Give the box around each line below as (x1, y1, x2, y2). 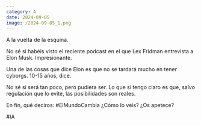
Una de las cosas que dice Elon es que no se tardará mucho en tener (6, 66, 178, 73)
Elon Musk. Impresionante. (6, 54, 72, 62)
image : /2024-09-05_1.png (6, 20, 71, 26)
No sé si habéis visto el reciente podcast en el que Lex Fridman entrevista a (6, 48, 194, 55)
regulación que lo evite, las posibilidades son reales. (6, 90, 136, 97)
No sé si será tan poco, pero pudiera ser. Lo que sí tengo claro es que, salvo (6, 84, 196, 91)
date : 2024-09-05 (6, 14, 50, 20)
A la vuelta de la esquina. (6, 36, 69, 44)
